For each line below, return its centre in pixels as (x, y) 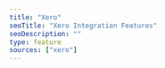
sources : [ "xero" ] (43, 50)
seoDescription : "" (45, 34)
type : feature (36, 42)
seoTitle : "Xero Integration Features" (83, 26)
